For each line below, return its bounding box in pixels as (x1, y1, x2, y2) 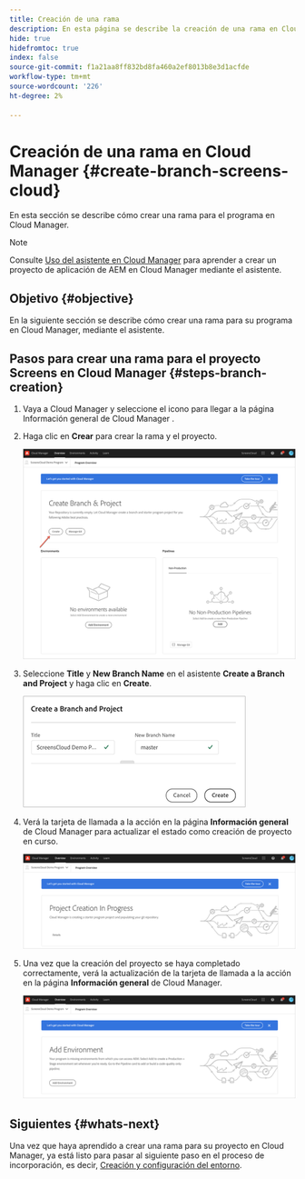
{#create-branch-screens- (82, 160, 289, 181)
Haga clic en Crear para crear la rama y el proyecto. (22, 431, 218, 442)
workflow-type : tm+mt (9, 73, 92, 82)
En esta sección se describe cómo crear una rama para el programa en (9, 210, 275, 221)
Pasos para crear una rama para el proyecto (9, 351, 261, 366)
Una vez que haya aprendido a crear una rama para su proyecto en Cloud (9, 1141, 284, 1152)
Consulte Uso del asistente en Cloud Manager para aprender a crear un (9, 255, 277, 265)
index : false (9, 53, 59, 63)
